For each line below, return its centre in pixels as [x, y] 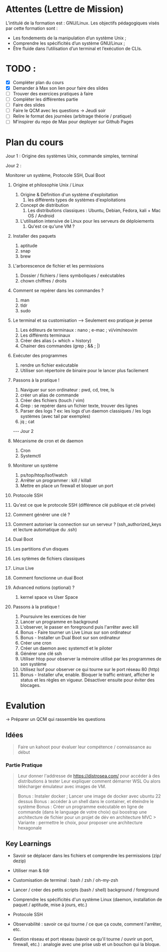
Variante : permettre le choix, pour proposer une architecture [80, 822]
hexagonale [30, 828]
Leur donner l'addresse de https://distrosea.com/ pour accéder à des [89, 776]
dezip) [19, 861]
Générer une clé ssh [41, 654]
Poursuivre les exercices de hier [53, 617]
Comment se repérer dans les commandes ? [58, 290]
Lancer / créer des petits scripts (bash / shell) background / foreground [86, 890]
